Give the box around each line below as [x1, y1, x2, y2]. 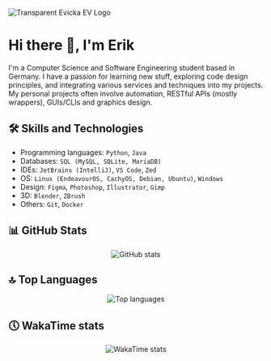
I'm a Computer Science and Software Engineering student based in [8, 62, 235, 72]
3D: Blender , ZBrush [19, 191, 86, 200]
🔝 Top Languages [8, 273, 99, 286]
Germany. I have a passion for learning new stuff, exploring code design [8, 71, 248, 81]
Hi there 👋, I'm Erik [8, 37, 135, 54]
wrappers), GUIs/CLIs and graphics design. [8, 97, 153, 107]
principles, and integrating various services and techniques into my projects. [8, 80, 264, 89]
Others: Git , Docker [19, 199, 84, 208]
